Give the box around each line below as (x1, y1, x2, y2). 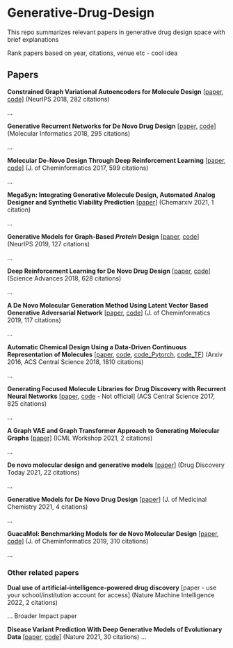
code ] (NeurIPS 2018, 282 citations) (7, 95, 110, 103)
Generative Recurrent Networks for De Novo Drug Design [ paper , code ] (7, 122, 216, 130)
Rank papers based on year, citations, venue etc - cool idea (7, 49, 178, 57)
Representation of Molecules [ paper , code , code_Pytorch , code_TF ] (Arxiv (7, 350, 223, 358)
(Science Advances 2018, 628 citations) (7, 274, 122, 283)
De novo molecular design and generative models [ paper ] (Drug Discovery (7, 461, 225, 469)
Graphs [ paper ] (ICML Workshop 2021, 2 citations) (7, 434, 153, 442)
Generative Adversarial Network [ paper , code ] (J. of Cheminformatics (7, 308, 211, 317)
